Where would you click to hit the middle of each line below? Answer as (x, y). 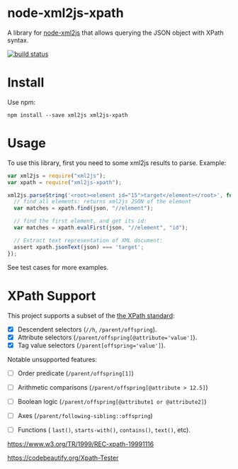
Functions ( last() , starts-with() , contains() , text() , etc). (104, 429)
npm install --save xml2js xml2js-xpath (68, 115)
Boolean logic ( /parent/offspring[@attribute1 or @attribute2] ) (112, 401)
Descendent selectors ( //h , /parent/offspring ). (87, 329)
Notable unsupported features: (52, 359)
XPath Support (52, 296)
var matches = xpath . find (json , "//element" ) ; (84, 208)
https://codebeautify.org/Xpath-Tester (63, 458)
